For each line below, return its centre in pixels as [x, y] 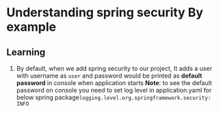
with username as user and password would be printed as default [109, 76]
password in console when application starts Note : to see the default [114, 83]
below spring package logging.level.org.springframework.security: [114, 97]
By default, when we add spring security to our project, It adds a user [114, 68]
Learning [26, 52]
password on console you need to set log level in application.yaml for [114, 90]
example [31, 27]
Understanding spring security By [105, 13]
